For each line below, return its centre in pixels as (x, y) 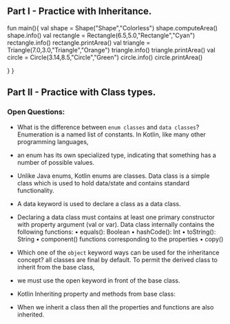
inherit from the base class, (56, 267)
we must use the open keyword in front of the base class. (98, 280)
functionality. (35, 190)
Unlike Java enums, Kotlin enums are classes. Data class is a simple (113, 176)
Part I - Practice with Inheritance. (80, 11)
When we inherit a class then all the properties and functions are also (115, 307)
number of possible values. (56, 162)
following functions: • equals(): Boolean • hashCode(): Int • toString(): (116, 232)
